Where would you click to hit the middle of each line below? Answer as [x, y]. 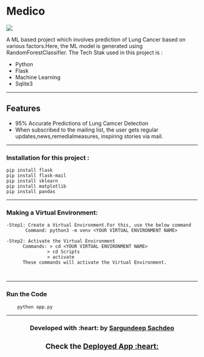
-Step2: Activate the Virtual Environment [61, 241]
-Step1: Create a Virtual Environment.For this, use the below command [99, 225]
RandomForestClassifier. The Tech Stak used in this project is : [84, 52]
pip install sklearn [32, 181]
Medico [26, 11]
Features [23, 109]
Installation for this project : [48, 158]
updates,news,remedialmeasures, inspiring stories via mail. [89, 136]
